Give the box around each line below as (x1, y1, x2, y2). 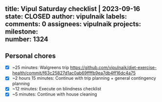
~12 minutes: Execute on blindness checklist (12, 86, 101, 92)
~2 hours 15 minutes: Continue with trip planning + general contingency (12, 75, 156, 81)
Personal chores (5, 51, 56, 60)
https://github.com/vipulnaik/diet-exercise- (70, 65, 157, 70)
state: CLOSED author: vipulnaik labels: (5, 13, 127, 21)
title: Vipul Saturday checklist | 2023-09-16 (5, 5, 141, 13)
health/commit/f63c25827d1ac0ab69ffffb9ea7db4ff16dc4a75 (12, 70, 136, 76)
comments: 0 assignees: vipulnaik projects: (5, 20, 142, 28)
